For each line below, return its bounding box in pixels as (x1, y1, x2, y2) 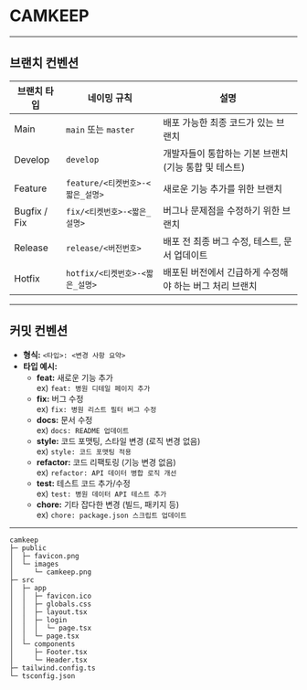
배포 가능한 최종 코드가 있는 (163, 116, 274, 129)
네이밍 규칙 (87, 91, 132, 104)
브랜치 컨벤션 (9, 56, 79, 71)
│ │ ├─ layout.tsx (9, 607, 89, 617)
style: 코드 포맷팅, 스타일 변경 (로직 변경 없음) (36, 435, 201, 446)
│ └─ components (9, 639, 76, 649)
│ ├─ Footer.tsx (9, 647, 89, 656)
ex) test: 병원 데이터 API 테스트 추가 (36, 488, 167, 499)
